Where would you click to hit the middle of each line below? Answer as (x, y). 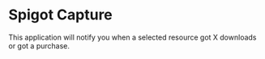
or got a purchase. (39, 45)
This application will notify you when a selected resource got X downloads (132, 37)
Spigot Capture (61, 15)
